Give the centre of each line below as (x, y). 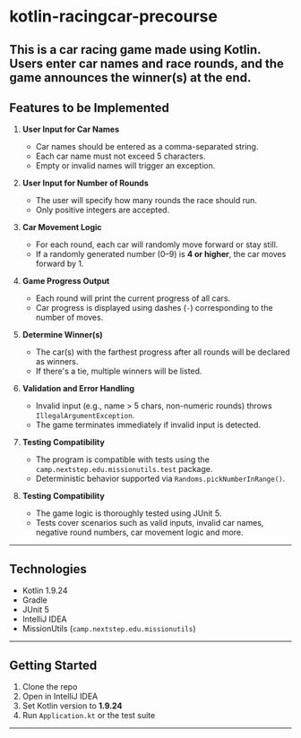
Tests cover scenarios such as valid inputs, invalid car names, (150, 523)
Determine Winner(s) (62, 335)
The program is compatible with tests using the (123, 459)
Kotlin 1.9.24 (45, 591)
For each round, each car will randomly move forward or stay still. (157, 245)
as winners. (57, 362)
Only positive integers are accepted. (103, 210)
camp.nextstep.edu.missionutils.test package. (124, 469)
